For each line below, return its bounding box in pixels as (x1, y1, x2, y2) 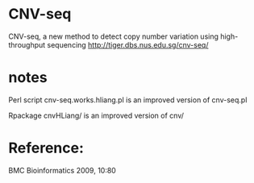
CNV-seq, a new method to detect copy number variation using (8, 31, 219, 41)
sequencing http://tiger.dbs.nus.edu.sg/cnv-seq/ (47, 40, 209, 49)
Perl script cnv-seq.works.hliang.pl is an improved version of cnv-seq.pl (8, 94, 248, 105)
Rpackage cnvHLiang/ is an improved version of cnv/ (8, 110, 184, 120)
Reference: (8, 139, 85, 157)
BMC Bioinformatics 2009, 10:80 (8, 165, 117, 175)
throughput (8, 40, 46, 49)
